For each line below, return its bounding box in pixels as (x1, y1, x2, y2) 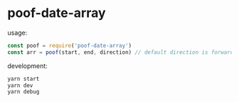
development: (7, 62, 48, 70)
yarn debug (7, 89, 40, 96)
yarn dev (7, 81, 33, 89)
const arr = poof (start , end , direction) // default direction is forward (7, 48, 234, 56)
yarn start (7, 75, 40, 82)
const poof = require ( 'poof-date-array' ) (7, 42, 132, 49)
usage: (7, 28, 28, 37)
